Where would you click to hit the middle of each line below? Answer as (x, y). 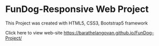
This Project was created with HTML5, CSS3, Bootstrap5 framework (77, 23)
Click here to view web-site (34, 32)
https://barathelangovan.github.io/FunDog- (109, 32)
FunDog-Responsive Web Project (77, 9)
